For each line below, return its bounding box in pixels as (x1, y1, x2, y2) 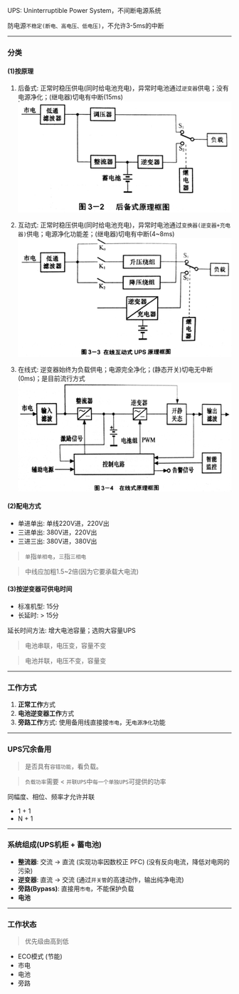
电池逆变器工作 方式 (17, 709, 75, 718)
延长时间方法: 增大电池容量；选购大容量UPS (7, 626, 137, 634)
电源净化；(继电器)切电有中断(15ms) (17, 93, 123, 101)
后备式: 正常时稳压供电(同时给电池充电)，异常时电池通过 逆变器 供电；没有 (17, 84, 229, 93)
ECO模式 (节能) (17, 952, 63, 961)
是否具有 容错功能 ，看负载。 (24, 762, 103, 771)
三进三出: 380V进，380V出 (17, 537, 97, 545)
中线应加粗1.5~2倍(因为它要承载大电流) (24, 567, 139, 576)
